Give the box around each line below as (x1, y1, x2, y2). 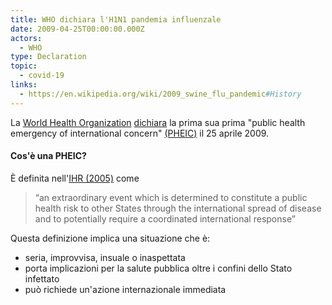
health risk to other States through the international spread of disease (34, 202, 322, 214)
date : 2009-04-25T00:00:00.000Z (10, 24, 145, 34)
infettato (24, 272, 60, 285)
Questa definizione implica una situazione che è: (10, 232, 211, 244)
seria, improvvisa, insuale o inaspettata (24, 251, 186, 263)
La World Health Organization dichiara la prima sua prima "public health (10, 116, 306, 128)
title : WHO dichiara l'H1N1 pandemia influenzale (10, 14, 222, 25)
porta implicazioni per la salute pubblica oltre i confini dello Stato (24, 262, 293, 274)
